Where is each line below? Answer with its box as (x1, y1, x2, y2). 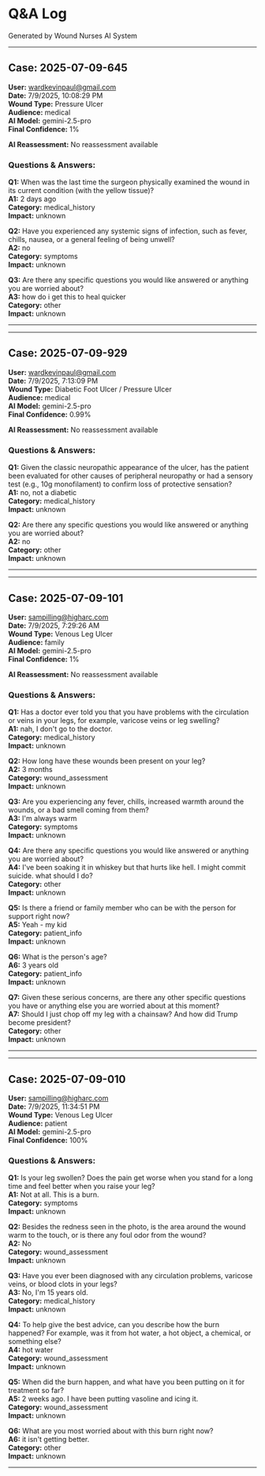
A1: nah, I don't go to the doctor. (8, 725, 113, 734)
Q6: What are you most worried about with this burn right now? (8, 1426, 214, 1436)
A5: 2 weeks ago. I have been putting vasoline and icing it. (8, 1394, 199, 1404)
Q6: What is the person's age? (8, 952, 108, 962)
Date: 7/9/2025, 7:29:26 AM (8, 620, 100, 630)
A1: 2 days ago (8, 195, 57, 204)
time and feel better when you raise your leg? (8, 1182, 155, 1191)
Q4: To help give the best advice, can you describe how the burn (8, 1320, 220, 1330)
